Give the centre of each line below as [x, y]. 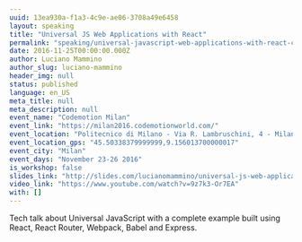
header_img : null [42, 76]
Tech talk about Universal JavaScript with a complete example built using [145, 218]
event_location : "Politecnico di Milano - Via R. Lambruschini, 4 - [140, 134]
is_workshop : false [46, 168]
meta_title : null [42, 101]
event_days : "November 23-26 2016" [76, 159]
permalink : [30, 43]
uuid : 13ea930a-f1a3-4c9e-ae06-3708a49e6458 [94, 17]
